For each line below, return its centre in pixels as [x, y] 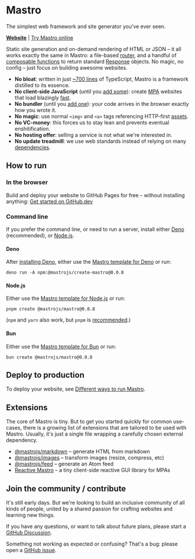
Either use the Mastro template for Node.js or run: [66, 298]
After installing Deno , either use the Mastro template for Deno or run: [88, 262]
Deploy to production [45, 375]
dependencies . [32, 147]
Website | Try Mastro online [40, 37]
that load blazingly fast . [43, 98]
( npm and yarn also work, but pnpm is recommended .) [69, 320]
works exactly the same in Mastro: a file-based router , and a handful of [91, 55]
